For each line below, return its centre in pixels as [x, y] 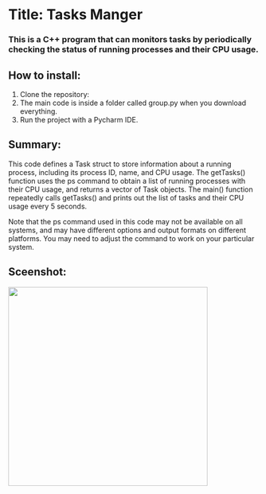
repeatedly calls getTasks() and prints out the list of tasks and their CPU [126, 197]
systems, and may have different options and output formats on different [127, 230]
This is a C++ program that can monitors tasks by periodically [130, 40]
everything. [39, 111]
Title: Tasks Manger [76, 15]
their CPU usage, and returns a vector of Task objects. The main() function [131, 189]
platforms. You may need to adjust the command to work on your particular [131, 238]
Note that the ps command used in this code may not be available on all [125, 221]
